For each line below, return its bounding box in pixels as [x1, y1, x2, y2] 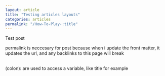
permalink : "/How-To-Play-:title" [5, 21, 78, 27]
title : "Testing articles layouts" [5, 12, 80, 17]
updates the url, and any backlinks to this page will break [5, 50, 124, 56]
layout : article [5, 7, 39, 13]
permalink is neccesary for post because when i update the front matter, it [5, 45, 160, 51]
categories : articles [5, 17, 51, 22]
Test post [5, 35, 25, 41]
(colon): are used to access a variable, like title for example [5, 65, 128, 71]
